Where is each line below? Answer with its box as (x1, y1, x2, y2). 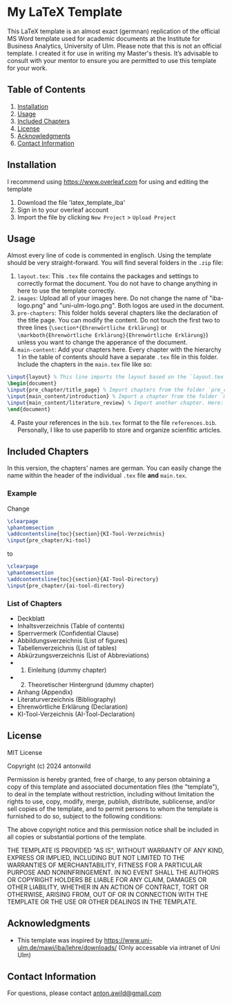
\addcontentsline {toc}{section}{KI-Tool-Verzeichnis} (7, 531, 166, 538)
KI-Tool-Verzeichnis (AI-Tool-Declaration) (17, 710, 135, 718)
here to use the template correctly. (17, 286, 116, 295)
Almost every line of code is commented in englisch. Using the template (7, 251, 212, 259)
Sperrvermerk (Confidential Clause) (17, 629, 119, 637)
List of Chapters (7, 599, 62, 608)
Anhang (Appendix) (17, 688, 73, 696)
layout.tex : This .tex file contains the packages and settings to (17, 272, 199, 280)
